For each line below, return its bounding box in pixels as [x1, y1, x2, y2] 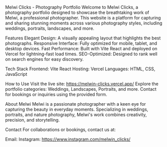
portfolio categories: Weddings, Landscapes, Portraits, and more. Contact [5, 86, 157, 92]
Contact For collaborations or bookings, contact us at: [5, 127, 116, 133]
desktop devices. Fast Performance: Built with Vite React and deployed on [5, 46, 158, 51]
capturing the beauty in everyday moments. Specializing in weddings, [5, 107, 149, 112]
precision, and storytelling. [5, 117, 60, 123]
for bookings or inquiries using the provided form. [5, 92, 107, 97]
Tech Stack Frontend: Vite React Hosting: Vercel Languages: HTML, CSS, [5, 66, 156, 72]
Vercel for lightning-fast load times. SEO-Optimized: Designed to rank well [5, 51, 158, 57]
